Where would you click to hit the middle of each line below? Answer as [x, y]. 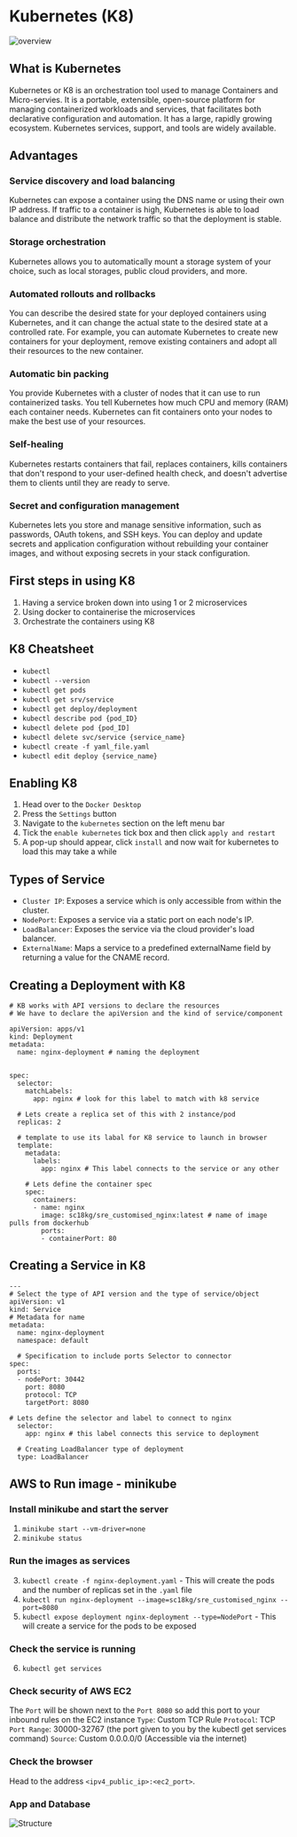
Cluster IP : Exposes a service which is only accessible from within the [152, 901]
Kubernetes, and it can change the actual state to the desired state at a [139, 323]
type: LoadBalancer [53, 1456]
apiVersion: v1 [37, 1301]
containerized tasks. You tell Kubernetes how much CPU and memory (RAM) [149, 403]
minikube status [52, 1539]
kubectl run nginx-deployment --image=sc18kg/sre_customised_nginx [149, 1600]
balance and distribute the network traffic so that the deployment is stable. [145, 219]
